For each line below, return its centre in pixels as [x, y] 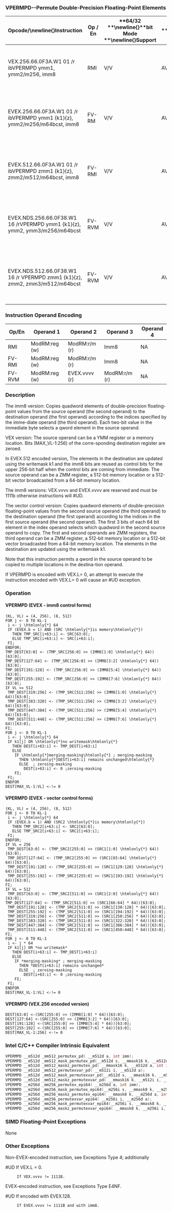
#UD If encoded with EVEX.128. [38, 1196]
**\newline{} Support [130, 40]
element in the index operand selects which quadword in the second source [85, 527]
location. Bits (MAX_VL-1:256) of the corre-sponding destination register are [85, 443]
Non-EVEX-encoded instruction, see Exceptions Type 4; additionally [77, 1157]
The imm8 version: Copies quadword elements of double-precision [76, 406]
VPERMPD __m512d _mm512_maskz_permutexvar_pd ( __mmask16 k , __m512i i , [83, 1080]
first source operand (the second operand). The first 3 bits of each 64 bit [82, 522]
